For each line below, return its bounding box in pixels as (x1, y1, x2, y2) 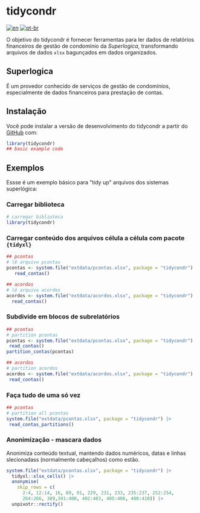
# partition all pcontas (6, 410, 69, 416)
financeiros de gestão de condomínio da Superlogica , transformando (6, 42, 178, 50)
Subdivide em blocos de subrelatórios (6, 312, 120, 321)
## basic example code (6, 146, 63, 152)
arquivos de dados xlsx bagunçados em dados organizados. (6, 48, 158, 56)
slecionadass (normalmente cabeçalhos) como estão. (6, 456, 140, 463)
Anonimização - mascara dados (6, 436, 102, 444)
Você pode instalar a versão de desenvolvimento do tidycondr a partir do (6, 122, 189, 129)
